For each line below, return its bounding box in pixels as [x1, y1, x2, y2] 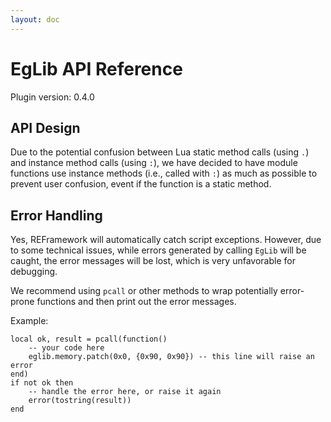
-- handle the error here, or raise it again [28, 387, 222, 397]
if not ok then [10, 378, 74, 388]
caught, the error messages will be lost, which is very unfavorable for [10, 255, 296, 267]
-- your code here [28, 343, 105, 353]
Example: [10, 315, 49, 327]
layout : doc [10, 14, 60, 25]
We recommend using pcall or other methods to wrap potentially [10, 285, 278, 297]
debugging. [10, 266, 58, 278]
